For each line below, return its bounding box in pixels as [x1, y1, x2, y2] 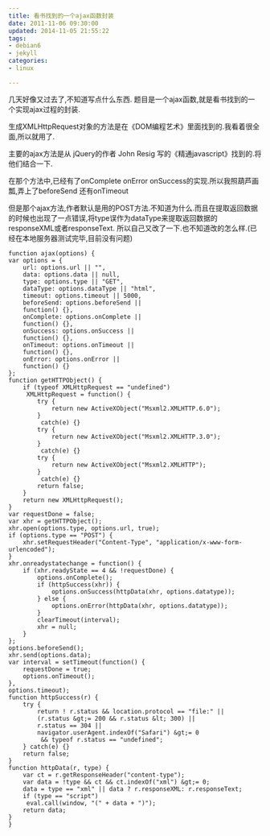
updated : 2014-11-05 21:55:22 [8, 27, 110, 35]
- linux [8, 64, 35, 72]
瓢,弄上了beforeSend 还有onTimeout [8, 186, 129, 196]
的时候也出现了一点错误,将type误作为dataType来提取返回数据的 [8, 213, 219, 222]
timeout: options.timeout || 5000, [22, 292, 142, 300]
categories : [8, 57, 48, 65]
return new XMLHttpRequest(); [22, 496, 125, 504]
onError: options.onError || [22, 355, 121, 363]
